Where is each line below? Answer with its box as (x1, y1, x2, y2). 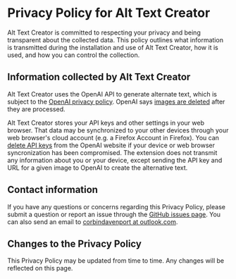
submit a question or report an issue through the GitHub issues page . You (7, 210, 221, 218)
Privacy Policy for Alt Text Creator (7, 5, 211, 21)
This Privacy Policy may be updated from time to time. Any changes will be (7, 256, 224, 265)
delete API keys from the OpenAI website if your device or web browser (7, 141, 216, 149)
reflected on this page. (7, 264, 73, 273)
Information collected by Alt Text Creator (7, 71, 191, 83)
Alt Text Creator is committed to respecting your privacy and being (7, 28, 201, 37)
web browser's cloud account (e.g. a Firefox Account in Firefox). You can (7, 133, 220, 142)
